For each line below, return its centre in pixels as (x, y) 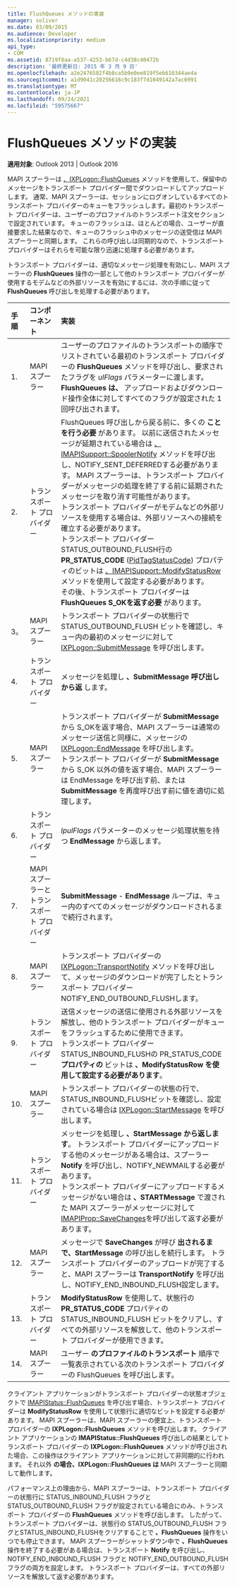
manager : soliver (33, 21)
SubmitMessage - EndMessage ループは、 (134, 896)
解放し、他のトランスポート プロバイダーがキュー (143, 1022)
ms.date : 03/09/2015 (38, 27)
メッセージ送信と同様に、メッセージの (124, 737)
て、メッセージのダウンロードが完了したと (132, 977)
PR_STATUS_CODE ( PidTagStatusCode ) (127, 560)
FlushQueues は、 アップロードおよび (124, 387)
